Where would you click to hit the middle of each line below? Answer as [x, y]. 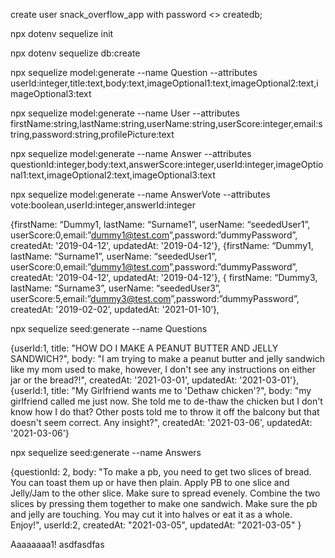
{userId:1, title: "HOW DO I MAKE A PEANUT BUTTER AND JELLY [144, 348]
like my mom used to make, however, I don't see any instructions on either [163, 369]
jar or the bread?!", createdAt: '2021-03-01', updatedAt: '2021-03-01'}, [155, 380]
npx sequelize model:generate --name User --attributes [125, 113]
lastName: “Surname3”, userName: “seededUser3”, [116, 288]
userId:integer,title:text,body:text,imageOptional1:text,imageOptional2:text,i [164, 83]
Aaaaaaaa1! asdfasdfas [57, 544]
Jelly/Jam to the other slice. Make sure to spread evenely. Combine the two [165, 493]
